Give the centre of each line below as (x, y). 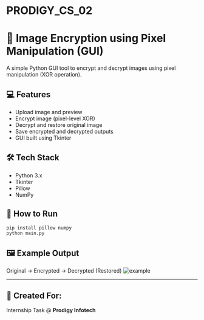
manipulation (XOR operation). (44, 75)
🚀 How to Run (32, 214)
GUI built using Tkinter (43, 138)
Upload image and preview (49, 112)
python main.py (25, 233)
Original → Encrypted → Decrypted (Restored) (64, 271)
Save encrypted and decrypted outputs (64, 131)
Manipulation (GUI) (55, 51)
